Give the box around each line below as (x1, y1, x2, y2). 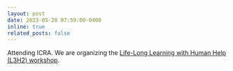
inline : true (7, 23, 45, 30)
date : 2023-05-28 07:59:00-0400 (7, 17, 101, 24)
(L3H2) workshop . (7, 56, 60, 65)
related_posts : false (7, 29, 71, 37)
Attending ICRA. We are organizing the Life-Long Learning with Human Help (7, 49, 226, 57)
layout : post (7, 10, 45, 17)
